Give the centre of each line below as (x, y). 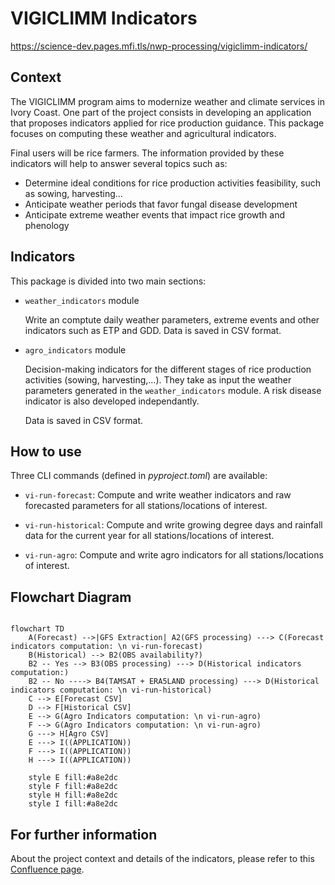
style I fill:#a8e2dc (73, 804)
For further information (84, 834)
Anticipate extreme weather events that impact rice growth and (154, 214)
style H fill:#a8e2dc (73, 795)
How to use (46, 451)
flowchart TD (37, 629)
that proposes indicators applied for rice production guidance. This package (167, 123)
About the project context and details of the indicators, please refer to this (162, 858)
